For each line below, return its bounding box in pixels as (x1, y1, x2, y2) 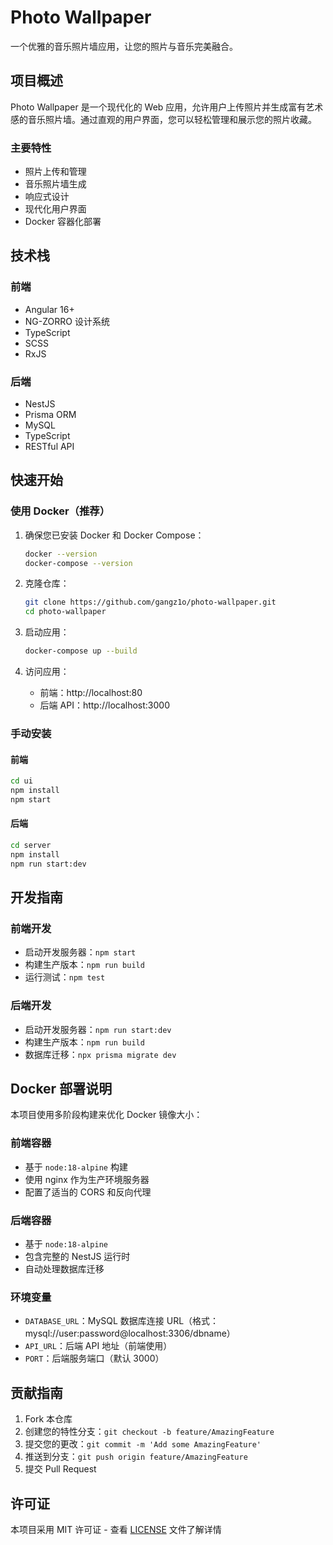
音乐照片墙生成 (24, 178, 87, 190)
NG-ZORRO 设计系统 (24, 315, 110, 327)
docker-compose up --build (24, 646, 138, 656)
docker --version (24, 549, 98, 559)
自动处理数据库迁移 (24, 1263, 105, 1275)
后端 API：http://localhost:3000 (39, 699, 171, 711)
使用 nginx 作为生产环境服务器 (24, 1173, 150, 1185)
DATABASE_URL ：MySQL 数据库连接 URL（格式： (24, 1315, 220, 1327)
